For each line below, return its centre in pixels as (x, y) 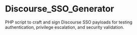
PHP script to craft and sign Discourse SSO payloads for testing (69, 22)
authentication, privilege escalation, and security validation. (65, 27)
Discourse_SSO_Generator (60, 9)
